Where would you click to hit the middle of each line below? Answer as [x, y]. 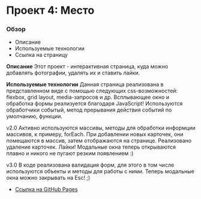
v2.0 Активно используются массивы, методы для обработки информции [101, 128]
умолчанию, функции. [34, 116]
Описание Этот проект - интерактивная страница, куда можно [87, 67]
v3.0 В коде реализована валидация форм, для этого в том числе [90, 165]
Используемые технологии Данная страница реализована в [85, 85]
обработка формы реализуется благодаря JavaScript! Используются [94, 104]
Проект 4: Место [50, 10]
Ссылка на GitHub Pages [46, 189]
